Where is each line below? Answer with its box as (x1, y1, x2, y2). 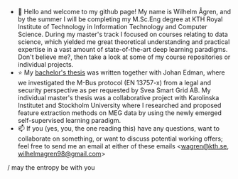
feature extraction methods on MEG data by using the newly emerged (17, 109, 222, 117)
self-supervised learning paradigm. (17, 116, 121, 124)
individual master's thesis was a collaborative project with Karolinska (17, 94, 220, 102)
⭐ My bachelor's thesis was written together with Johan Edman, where (17, 68, 225, 77)
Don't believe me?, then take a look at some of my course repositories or (17, 53, 231, 61)
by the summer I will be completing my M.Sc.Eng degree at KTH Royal (17, 15, 223, 23)
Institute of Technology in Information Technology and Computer (17, 23, 207, 31)
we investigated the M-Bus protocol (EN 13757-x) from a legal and (17, 79, 212, 87)
